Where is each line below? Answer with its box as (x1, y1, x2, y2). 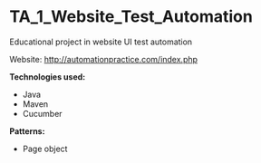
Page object (22, 143, 68, 154)
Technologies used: (9, 71, 86, 82)
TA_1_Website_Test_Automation (9, 6, 254, 27)
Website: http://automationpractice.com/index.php (9, 53, 198, 64)
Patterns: (9, 125, 45, 137)
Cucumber (22, 108, 63, 119)
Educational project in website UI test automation (9, 36, 193, 47)
